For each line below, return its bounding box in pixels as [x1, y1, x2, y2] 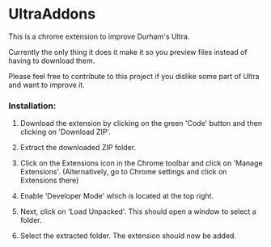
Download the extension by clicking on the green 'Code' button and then [19, 119, 263, 128]
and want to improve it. [8, 80, 85, 90]
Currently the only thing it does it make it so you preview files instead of [8, 47, 248, 57]
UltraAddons [8, 5, 95, 23]
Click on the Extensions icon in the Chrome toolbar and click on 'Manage [19, 158, 263, 168]
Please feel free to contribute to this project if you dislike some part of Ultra [8, 71, 260, 81]
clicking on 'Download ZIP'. [19, 127, 112, 137]
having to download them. [8, 56, 95, 65]
